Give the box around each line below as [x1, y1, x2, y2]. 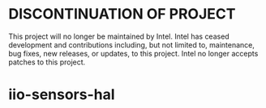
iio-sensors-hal [8, 85, 115, 104]
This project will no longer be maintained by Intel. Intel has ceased [8, 31, 230, 41]
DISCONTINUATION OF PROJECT [8, 5, 236, 23]
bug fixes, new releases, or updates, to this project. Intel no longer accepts [8, 48, 259, 58]
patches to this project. [8, 57, 86, 67]
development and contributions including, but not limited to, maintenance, [8, 39, 255, 49]
